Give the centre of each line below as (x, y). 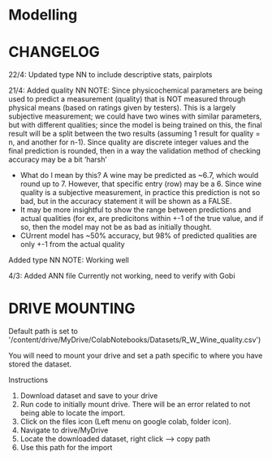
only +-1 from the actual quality (72, 245)
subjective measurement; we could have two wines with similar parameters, (135, 116)
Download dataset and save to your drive (89, 396)
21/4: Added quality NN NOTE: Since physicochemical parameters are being (136, 90)
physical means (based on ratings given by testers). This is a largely (122, 108)
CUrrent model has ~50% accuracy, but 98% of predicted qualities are (138, 236)
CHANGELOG (54, 52)
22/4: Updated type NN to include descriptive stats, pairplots (110, 75)
